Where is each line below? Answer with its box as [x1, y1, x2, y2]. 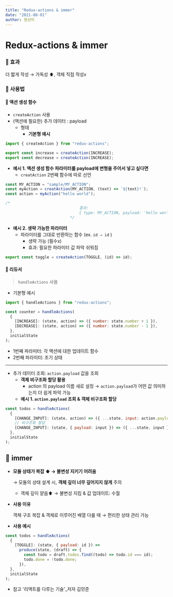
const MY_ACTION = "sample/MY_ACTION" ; [5, 182, 91, 187]
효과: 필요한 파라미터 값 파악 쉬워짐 [28, 244, 99, 250]
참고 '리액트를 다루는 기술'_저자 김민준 [12, 586, 90, 592]
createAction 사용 [12, 111, 50, 117]
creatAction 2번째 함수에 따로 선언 [20, 171, 92, 178]
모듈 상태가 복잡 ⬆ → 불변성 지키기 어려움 [12, 468, 96, 474]
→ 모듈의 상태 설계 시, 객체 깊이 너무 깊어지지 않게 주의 [12, 479, 122, 485]
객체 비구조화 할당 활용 [20, 376, 66, 382]
